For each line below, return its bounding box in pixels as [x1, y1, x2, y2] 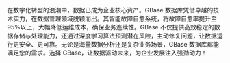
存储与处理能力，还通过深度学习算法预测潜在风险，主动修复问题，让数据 [12, 32, 217, 40]
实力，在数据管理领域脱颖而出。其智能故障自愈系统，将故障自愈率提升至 [12, 14, 217, 23]
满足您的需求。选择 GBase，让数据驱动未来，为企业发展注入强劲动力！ [7, 49, 207, 57]
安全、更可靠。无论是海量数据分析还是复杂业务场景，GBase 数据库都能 [18, 40, 219, 48]
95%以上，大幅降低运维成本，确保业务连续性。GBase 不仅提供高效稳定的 [7, 23, 214, 31]
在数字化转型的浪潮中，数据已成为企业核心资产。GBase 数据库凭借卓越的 [7, 6, 214, 14]
